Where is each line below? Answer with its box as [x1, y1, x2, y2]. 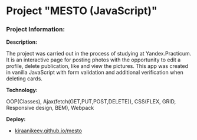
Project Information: [6, 25, 65, 34]
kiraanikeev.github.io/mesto [14, 127, 83, 134]
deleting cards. [6, 75, 43, 82]
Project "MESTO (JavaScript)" [6, 4, 157, 18]
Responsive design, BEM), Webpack [6, 105, 94, 112]
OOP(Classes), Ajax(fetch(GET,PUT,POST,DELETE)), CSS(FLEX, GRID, [6, 98, 176, 105]
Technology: [6, 87, 38, 94]
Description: [6, 38, 37, 45]
